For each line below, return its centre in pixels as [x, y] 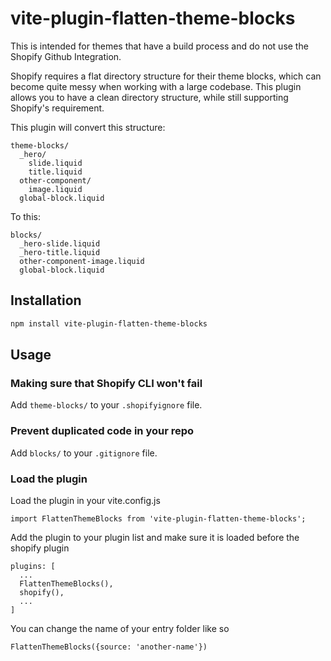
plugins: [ [33, 566]
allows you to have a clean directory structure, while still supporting [149, 97]
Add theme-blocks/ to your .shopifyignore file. [106, 405]
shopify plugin [40, 548]
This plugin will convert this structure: [88, 127]
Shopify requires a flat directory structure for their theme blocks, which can [166, 76]
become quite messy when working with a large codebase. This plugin [156, 86]
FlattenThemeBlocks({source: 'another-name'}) [109, 647]
